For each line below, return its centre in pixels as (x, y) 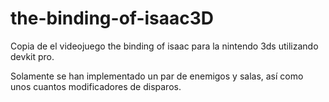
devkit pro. (32, 56)
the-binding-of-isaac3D (112, 18)
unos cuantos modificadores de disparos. (96, 86)
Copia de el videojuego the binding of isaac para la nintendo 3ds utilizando (164, 46)
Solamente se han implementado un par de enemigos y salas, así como (157, 76)
